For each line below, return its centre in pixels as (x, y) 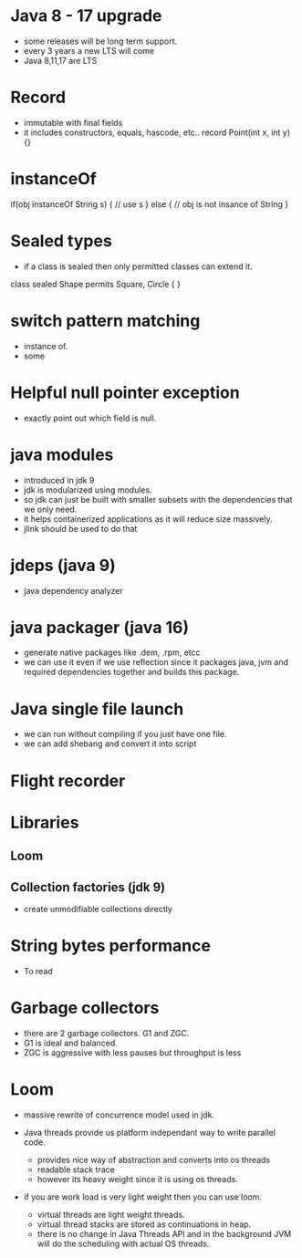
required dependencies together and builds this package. (131, 672)
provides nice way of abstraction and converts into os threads (154, 1159)
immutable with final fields (73, 122)
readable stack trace (76, 1170)
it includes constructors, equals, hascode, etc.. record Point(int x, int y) (157, 132)
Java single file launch (97, 709)
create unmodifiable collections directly (98, 909)
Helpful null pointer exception (125, 392)
